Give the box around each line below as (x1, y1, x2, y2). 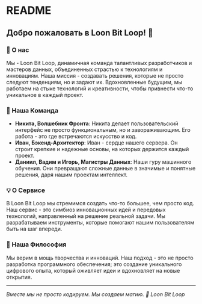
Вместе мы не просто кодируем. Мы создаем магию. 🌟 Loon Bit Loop (6, 290, 185, 298)
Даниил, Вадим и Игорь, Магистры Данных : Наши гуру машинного (14, 158, 192, 166)
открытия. (6, 273, 32, 281)
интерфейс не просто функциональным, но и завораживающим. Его (14, 126, 191, 134)
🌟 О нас (6, 46, 29, 54)
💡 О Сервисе (6, 186, 45, 194)
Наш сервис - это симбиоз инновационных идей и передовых (6, 206, 166, 214)
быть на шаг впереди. (6, 225, 63, 232)
